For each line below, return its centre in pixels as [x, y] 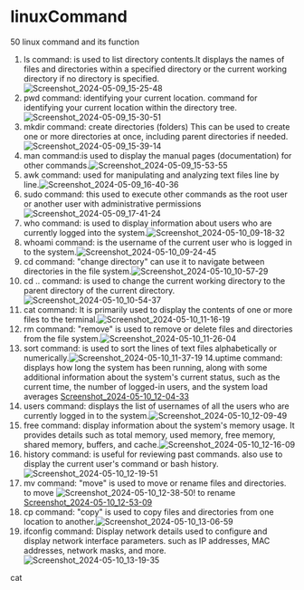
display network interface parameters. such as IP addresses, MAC [147, 540]
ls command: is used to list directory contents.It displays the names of [154, 59]
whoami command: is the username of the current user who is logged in [157, 242]
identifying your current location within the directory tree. [130, 107]
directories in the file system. [77, 271]
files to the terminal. [61, 319]
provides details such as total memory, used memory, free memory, [149, 435]
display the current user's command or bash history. [121, 463]
